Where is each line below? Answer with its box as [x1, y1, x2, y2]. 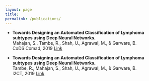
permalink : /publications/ [5, 16, 61, 21]
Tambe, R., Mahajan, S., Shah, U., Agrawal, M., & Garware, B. [12, 65, 137, 71]
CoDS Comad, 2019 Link [12, 45, 63, 52]
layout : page [5, 7, 32, 12]
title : [5, 12, 19, 17]
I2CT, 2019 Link [12, 71, 45, 77]
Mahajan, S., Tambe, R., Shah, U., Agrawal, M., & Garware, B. [12, 40, 137, 46]
